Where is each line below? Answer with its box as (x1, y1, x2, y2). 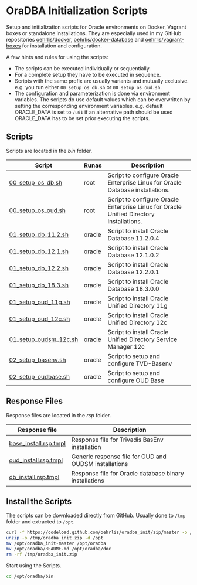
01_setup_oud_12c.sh (9, 315, 70, 323)
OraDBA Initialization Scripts (6, 4, 148, 18)
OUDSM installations (71, 460, 128, 468)
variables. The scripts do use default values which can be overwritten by (14, 96, 191, 103)
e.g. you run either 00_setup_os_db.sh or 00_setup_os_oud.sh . (14, 83, 162, 90)
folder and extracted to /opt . (6, 518, 75, 525)
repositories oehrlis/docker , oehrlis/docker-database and (6, 36, 144, 43)
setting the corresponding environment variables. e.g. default (14, 102, 163, 109)
